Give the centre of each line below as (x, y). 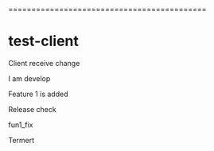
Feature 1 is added (38, 94)
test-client (44, 41)
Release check (33, 109)
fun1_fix (21, 125)
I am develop (29, 78)
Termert (21, 140)
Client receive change (44, 63)
